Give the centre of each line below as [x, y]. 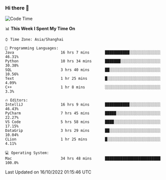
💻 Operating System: [27, 153]
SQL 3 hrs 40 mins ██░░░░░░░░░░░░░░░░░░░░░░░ [83, 70]
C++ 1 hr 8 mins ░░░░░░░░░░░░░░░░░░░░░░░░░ [83, 87]
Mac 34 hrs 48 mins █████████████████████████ [83, 159]
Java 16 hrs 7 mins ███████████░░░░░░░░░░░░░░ [83, 53]
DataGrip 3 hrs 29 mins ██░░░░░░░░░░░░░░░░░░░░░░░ [83, 131]
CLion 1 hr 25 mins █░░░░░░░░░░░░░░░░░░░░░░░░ [83, 139]
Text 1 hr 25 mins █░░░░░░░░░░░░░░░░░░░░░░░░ [83, 79]
